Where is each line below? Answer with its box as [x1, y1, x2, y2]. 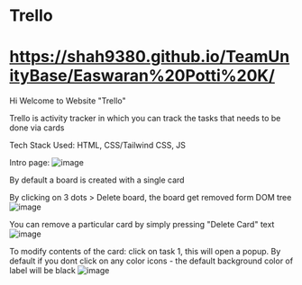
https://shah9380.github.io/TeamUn [9, 47, 290, 67]
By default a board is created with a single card [9, 174, 185, 185]
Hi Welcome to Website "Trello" [9, 95, 126, 106]
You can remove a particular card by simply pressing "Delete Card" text [9, 219, 275, 230]
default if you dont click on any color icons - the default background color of [9, 255, 294, 266]
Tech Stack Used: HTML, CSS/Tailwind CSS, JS [9, 140, 187, 151]
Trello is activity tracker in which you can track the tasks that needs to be [9, 113, 281, 124]
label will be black [9, 265, 77, 276]
